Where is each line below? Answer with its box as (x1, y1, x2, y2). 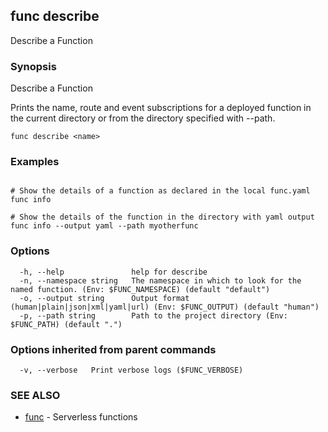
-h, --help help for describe (19, 267, 208, 277)
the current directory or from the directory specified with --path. (10, 112, 276, 124)
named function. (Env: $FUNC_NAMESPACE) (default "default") (10, 284, 271, 294)
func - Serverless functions (24, 411, 138, 423)
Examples (10, 155, 60, 169)
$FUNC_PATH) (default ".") (10, 319, 123, 329)
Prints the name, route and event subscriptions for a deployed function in (10, 102, 312, 114)
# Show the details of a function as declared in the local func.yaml (10, 186, 311, 196)
